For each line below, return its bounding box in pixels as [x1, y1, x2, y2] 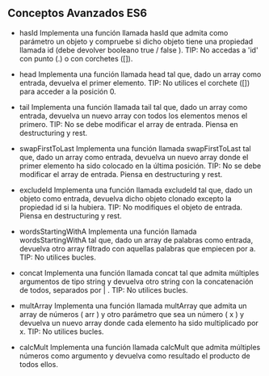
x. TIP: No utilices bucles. [19, 327, 104, 336]
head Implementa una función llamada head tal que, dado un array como [19, 69, 262, 79]
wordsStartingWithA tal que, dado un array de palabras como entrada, [19, 234, 254, 245]
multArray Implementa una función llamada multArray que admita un [19, 301, 247, 311]
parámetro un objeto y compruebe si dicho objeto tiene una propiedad [19, 36, 254, 46]
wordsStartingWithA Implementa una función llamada [19, 226, 197, 236]
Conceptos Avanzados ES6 [7, 6, 147, 20]
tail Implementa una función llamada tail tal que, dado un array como [19, 102, 248, 112]
